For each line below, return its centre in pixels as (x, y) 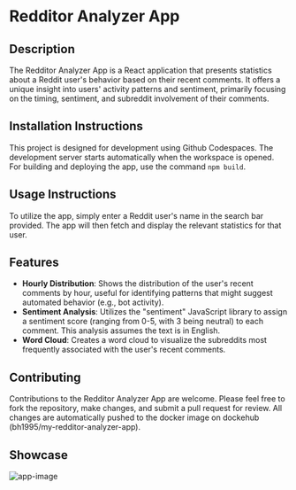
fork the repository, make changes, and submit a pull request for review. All (146, 408)
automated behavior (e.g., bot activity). (93, 302)
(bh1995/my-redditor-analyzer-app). (75, 427)
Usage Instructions (63, 194)
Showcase (39, 455)
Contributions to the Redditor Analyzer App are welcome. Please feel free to (147, 399)
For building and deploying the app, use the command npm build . (127, 167)
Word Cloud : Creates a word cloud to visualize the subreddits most (144, 340)
